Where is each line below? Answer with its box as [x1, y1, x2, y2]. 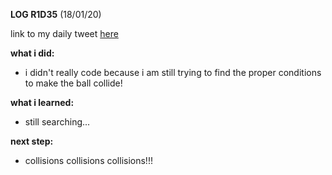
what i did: [10, 47, 55, 59]
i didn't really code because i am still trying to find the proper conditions [24, 67, 322, 78]
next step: [10, 135, 54, 147]
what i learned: [10, 97, 75, 108]
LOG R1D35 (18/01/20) [10, 9, 102, 20]
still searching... [24, 116, 91, 128]
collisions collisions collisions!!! [24, 155, 153, 166]
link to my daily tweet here [10, 28, 119, 39]
